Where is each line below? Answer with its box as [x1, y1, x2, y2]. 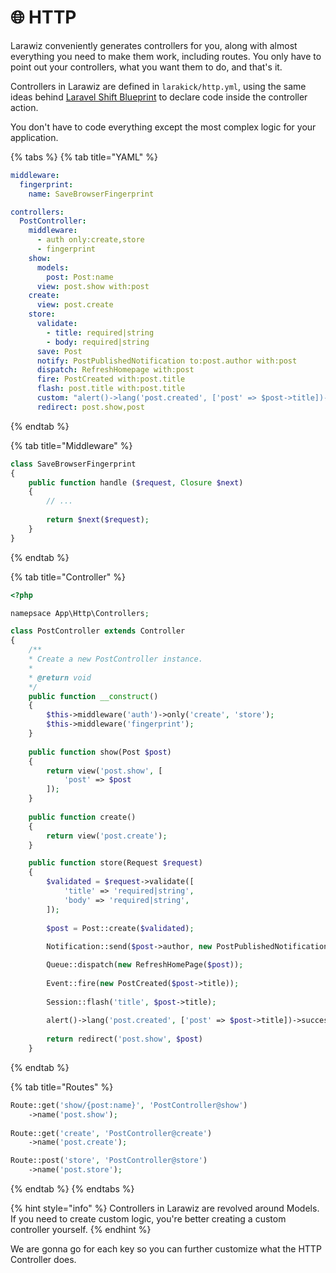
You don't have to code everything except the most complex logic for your [10, 121, 317, 133]
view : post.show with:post [36, 281, 150, 291]
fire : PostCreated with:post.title [36, 374, 186, 385]
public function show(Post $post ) [28, 747, 172, 757]
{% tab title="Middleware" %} [10, 439, 133, 451]
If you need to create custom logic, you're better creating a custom [10, 1213, 287, 1225]
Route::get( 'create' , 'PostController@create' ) [10, 1128, 213, 1138]
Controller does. [10, 1254, 77, 1266]
